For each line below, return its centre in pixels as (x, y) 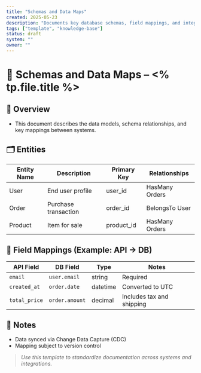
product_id (121, 225)
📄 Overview (28, 109)
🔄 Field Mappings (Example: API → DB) (79, 250)
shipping (134, 304)
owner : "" (19, 45)
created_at (25, 287)
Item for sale (65, 225)
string (100, 277)
